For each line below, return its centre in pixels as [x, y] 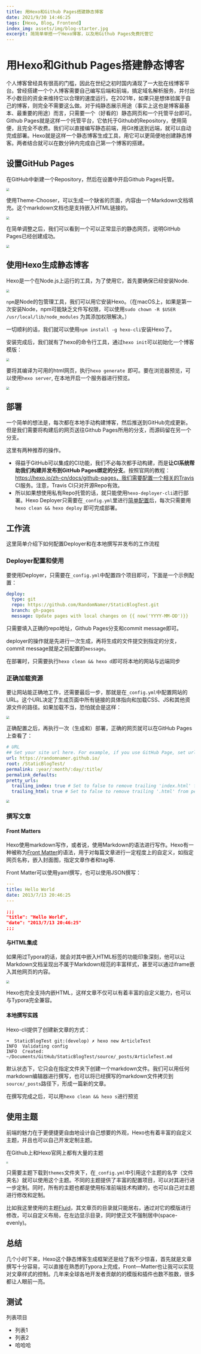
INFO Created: [25, 1051]
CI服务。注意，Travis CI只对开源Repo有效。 [69, 485]
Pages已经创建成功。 [32, 236]
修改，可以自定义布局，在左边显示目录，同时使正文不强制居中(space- [92, 1215]
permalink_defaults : [32, 775]
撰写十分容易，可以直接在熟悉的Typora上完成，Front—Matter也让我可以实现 [100, 1266]
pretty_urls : [22, 781]
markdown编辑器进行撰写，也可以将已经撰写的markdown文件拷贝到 [90, 1076]
